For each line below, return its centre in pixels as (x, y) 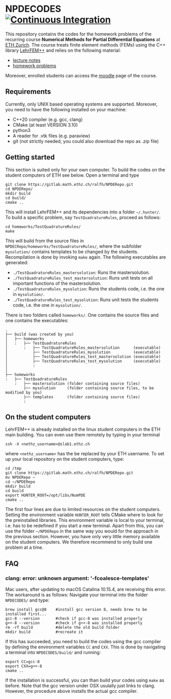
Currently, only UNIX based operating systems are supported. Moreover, (81, 104)
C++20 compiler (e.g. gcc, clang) (48, 119)
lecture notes (27, 60)
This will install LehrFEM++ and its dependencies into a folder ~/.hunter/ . (83, 212)
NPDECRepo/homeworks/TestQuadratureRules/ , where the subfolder (74, 246)
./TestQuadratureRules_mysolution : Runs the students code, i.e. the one (89, 289)
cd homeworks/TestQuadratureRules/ (43, 227)
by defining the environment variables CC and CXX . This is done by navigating (86, 647)
